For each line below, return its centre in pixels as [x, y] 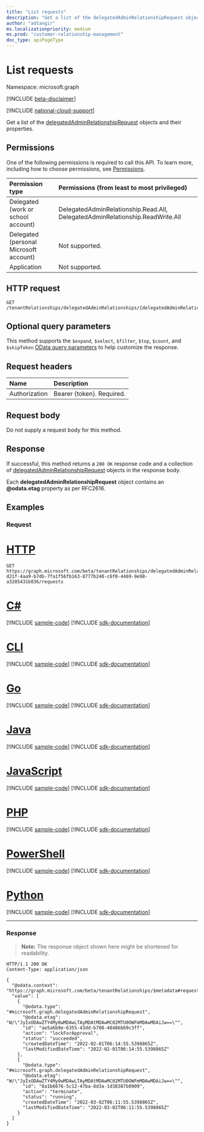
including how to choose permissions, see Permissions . [76, 169]
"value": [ [25, 996]
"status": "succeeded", [53, 1039]
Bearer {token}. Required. [90, 394]
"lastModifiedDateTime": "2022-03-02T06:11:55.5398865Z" [96, 1107]
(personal [23, 242]
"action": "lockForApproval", [60, 1033]
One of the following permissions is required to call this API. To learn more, [100, 162]
